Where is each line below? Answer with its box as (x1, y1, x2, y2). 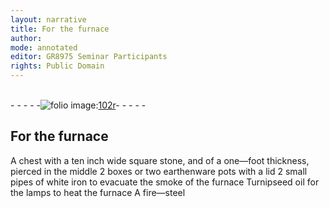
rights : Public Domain (10, 61, 105, 71)
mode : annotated (10, 42, 78, 53)
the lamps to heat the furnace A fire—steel (10, 186, 186, 198)
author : (10, 33, 43, 43)
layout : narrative (10, 14, 87, 25)
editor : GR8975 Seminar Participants (10, 52, 168, 62)
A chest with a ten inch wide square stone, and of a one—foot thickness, (10, 154, 310, 166)
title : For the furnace (10, 24, 110, 34)
